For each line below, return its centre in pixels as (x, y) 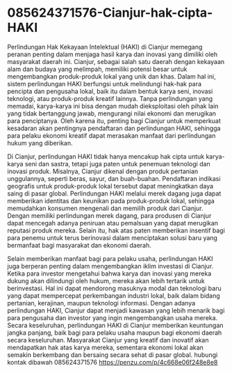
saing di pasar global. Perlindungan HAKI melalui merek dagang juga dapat (114, 193)
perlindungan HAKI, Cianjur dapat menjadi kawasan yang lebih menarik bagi (116, 310)
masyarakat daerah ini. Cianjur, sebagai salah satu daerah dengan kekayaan (116, 61)
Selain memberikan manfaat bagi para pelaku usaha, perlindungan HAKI (110, 258)
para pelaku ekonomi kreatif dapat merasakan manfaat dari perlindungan (111, 135)
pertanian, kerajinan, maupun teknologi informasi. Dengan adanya (101, 303)
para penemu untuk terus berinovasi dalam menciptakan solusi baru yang (112, 237)
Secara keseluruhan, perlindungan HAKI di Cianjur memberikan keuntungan (115, 325)
